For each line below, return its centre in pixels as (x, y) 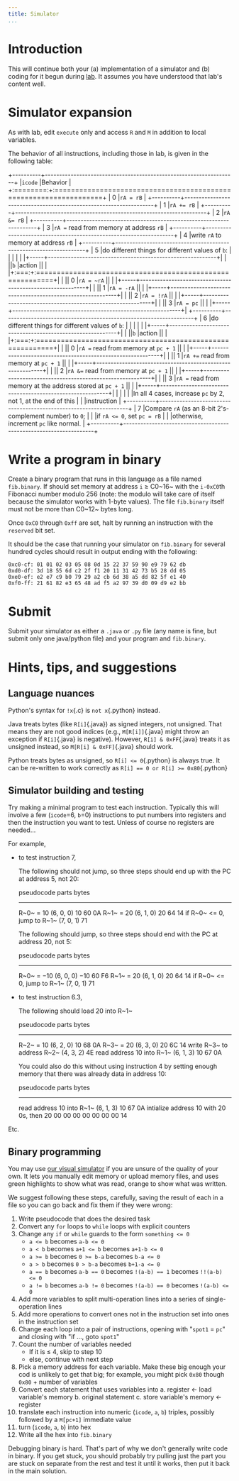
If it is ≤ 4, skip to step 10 (65, 1352)
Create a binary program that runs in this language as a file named (105, 479)
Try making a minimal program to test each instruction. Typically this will (113, 808)
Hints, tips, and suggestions (93, 667)
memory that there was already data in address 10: (93, 1074)
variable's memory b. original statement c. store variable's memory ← (120, 1397)
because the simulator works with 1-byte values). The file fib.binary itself (116, 501)
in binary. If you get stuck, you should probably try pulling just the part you (117, 1456)
